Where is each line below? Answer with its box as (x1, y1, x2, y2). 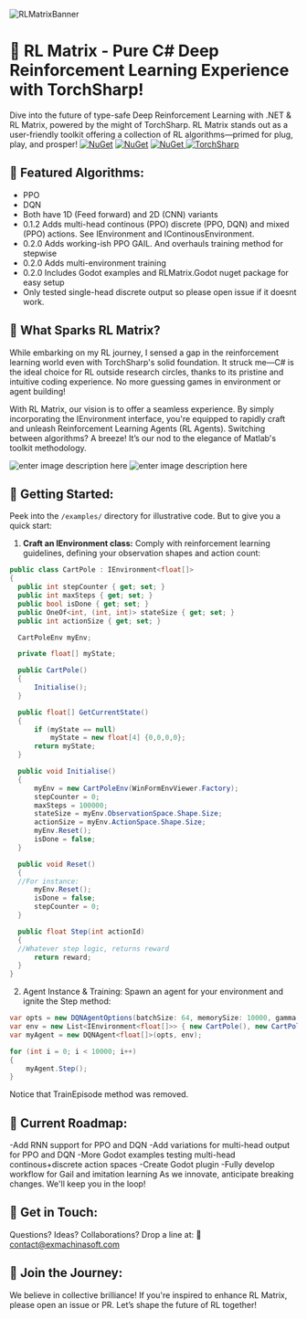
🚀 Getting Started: (9, 486, 114, 501)
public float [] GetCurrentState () (17, 708, 149, 717)
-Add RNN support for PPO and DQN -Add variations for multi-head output (9, 1140, 291, 1151)
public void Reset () (17, 860, 96, 869)
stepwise (22, 248, 58, 259)
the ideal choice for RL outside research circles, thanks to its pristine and (9, 366, 284, 377)
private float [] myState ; (17, 649, 117, 659)
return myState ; (33, 742, 96, 751)
